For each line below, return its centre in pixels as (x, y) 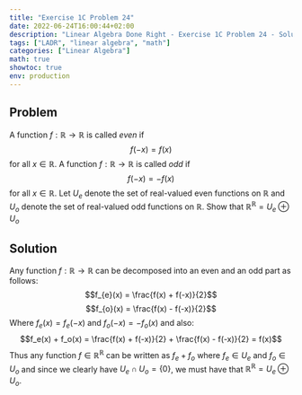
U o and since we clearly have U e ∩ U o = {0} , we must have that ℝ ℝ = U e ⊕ (149, 369)
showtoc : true (36, 68)
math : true (30, 59)
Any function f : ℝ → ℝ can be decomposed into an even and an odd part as (150, 271)
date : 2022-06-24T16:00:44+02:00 (72, 26)
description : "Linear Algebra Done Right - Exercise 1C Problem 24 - (142, 34)
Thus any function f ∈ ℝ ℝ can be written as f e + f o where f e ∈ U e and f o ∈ (147, 355)
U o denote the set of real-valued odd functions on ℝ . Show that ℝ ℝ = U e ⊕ (149, 206)
